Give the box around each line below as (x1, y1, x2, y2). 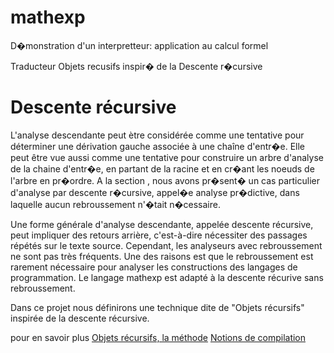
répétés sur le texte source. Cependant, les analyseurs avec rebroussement (10, 239, 323, 251)
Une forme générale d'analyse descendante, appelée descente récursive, (10, 218, 314, 230)
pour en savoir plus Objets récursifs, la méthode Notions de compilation (10, 331, 307, 343)
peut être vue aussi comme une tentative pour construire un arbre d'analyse (10, 151, 324, 163)
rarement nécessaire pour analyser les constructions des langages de (10, 261, 298, 273)
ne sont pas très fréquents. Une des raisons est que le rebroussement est (10, 250, 314, 262)
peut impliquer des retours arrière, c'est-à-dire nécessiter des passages (10, 229, 308, 241)
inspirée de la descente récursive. (10, 312, 150, 324)
